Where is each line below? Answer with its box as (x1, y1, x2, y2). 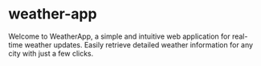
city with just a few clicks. (8, 48, 94, 58)
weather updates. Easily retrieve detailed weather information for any (24, 39, 254, 49)
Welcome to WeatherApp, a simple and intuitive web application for (8, 31, 230, 41)
